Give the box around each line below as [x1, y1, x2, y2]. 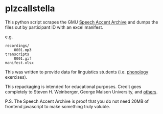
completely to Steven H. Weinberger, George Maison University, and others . [5, 89, 158, 94]
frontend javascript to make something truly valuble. [5, 103, 110, 109]
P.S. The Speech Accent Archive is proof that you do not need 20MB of [5, 98, 149, 104]
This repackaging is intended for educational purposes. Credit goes [5, 84, 141, 90]
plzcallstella [5, 3, 55, 14]
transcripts [5, 52, 29, 57]
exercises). [5, 74, 27, 80]
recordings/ [5, 43, 29, 48]
